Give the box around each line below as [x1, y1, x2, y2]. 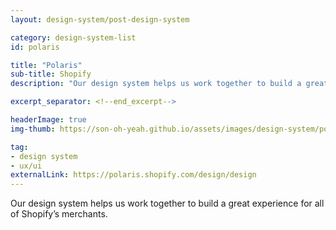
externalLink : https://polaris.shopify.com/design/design [10, 170, 257, 180]
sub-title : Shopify [10, 69, 92, 80]
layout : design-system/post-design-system [10, 14, 190, 25]
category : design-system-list [10, 32, 137, 43]
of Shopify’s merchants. [10, 208, 108, 220]
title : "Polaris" [10, 60, 83, 70]
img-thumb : [10, 124, 56, 134]
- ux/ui [10, 161, 43, 171]
